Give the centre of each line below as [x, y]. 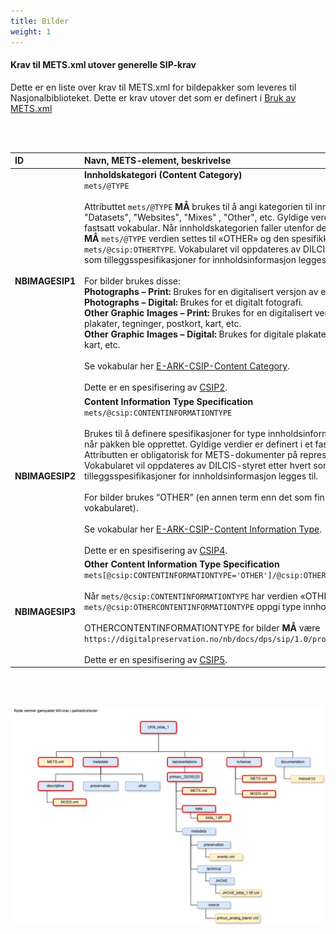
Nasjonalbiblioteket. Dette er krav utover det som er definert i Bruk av [153, 97]
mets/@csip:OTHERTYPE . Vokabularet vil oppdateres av [193, 249]
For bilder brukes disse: [132, 281]
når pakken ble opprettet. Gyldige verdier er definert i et [198, 444]
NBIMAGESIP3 [45, 612]
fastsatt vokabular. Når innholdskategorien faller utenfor [199, 228]
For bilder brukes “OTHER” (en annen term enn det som [198, 497]
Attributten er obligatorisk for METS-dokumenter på [191, 454]
